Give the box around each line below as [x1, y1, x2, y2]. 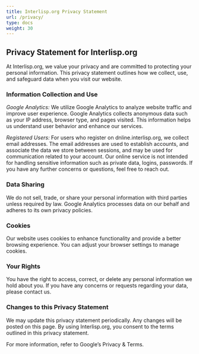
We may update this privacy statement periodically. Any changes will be [6, 317, 182, 324]
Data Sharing [6, 180, 45, 189]
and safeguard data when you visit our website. [6, 75, 123, 83]
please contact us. [6, 288, 52, 295]
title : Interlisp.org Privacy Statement [6, 8, 108, 15]
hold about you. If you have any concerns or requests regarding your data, [6, 282, 188, 289]
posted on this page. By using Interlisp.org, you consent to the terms [6, 323, 174, 330]
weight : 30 [6, 25, 33, 31]
